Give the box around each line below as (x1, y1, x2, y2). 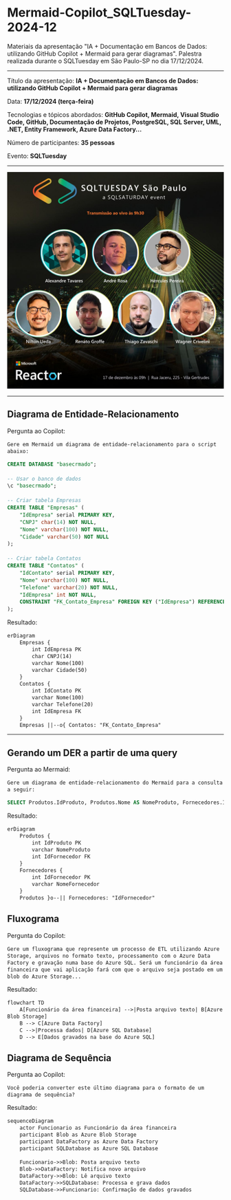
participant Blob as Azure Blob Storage (19, 1131, 137, 1139)
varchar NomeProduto (32, 846, 91, 853)
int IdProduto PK (32, 839, 81, 847)
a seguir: (7, 786, 36, 793)
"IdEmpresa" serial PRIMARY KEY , (19, 511, 115, 519)
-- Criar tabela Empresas (7, 497, 81, 504)
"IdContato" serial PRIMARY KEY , (19, 569, 115, 576)
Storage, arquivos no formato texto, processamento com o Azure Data (7, 952, 211, 959)
